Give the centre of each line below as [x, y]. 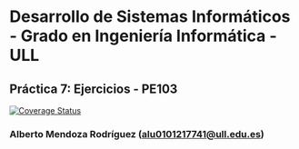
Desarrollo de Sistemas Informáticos [150, 17]
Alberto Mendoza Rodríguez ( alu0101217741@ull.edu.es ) [137, 134]
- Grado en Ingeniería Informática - [143, 36]
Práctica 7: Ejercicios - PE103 [94, 89]
